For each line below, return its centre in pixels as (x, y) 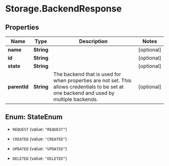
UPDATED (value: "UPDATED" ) (39, 148)
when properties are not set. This (92, 80)
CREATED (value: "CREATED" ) (39, 139)
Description (93, 41)
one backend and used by (84, 93)
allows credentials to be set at (89, 87)
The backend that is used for (87, 74)
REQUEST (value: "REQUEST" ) (39, 129)
